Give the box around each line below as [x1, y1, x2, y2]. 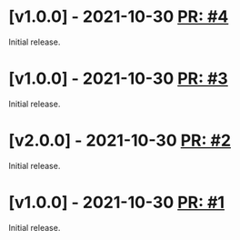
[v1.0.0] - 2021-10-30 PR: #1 [8, 193, 225, 213]
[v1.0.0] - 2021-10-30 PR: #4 [8, 6, 229, 27]
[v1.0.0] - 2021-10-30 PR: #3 [8, 68, 228, 89]
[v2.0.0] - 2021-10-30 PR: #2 [8, 130, 232, 151]
